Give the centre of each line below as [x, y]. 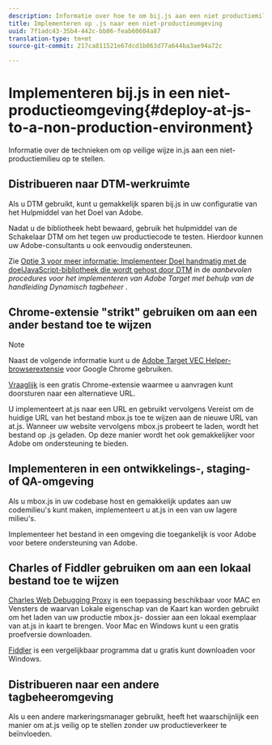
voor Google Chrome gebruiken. [119, 369]
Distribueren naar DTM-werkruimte [99, 184]
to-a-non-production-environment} [131, 128]
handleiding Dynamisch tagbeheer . [68, 287]
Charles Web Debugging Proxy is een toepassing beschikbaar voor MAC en [134, 600]
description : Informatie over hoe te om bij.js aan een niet [114, 16]
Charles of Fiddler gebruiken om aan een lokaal [130, 568]
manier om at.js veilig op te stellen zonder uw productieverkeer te [118, 726]
